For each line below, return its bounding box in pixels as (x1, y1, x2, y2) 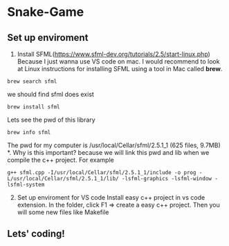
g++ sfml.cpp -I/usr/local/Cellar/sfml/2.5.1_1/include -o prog (7, 169, 196, 176)
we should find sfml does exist (7, 91, 95, 98)
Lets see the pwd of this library (7, 115, 95, 124)
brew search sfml (7, 78, 57, 85)
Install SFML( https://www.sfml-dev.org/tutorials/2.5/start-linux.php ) (17, 50, 211, 58)
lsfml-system (7, 181, 45, 188)
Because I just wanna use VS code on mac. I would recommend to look (17, 57, 220, 66)
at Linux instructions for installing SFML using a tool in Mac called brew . (17, 65, 223, 73)
